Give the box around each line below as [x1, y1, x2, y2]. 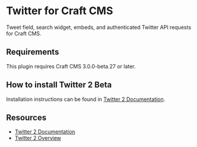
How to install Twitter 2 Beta [6, 80, 112, 90]
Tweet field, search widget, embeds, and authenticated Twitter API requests [6, 24, 191, 31]
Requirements [6, 47, 59, 57]
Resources [6, 112, 47, 122]
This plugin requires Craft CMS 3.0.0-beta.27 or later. [6, 63, 136, 70]
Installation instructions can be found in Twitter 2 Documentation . [6, 96, 166, 103]
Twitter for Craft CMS [6, 4, 114, 18]
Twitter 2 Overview [14, 135, 62, 142]
